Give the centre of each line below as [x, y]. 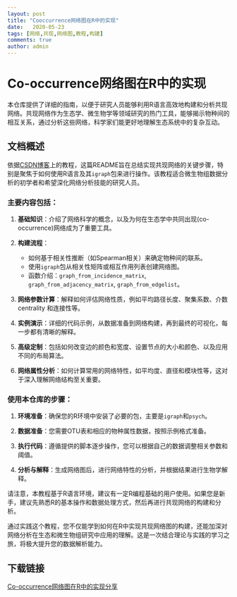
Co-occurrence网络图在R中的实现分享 [62, 586]
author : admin [28, 47]
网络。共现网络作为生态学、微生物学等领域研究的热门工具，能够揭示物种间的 [119, 113]
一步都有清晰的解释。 [48, 332]
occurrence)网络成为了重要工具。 [66, 228]
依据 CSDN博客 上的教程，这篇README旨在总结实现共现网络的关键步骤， [113, 165]
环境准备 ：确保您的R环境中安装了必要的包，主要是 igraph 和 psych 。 [114, 416]
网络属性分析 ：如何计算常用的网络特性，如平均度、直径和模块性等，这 [120, 371]
